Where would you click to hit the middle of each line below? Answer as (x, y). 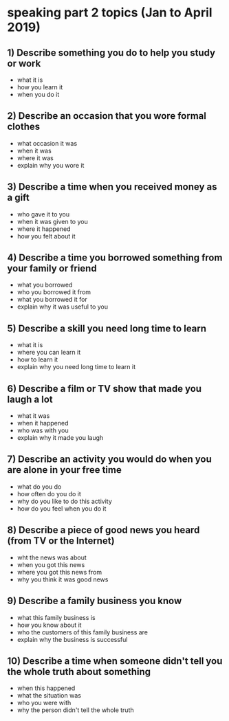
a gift (18, 198)
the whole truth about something (79, 672)
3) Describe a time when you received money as (112, 187)
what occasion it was (47, 143)
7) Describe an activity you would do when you (109, 459)
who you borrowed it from (54, 292)
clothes (24, 127)
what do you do (39, 487)
